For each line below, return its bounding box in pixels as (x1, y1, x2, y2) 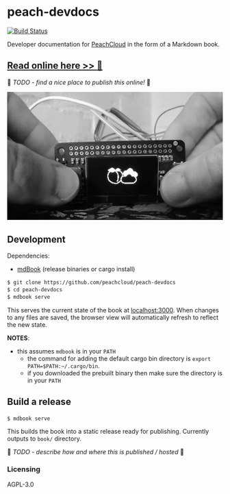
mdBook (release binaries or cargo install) (16, 265, 136, 273)
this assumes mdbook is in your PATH (16, 347, 116, 355)
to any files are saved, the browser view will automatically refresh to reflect (7, 313, 219, 321)
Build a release (7, 396, 72, 408)
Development (7, 234, 66, 245)
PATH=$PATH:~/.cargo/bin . (27, 361, 101, 370)
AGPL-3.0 (7, 480, 34, 489)
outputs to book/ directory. (7, 434, 82, 443)
